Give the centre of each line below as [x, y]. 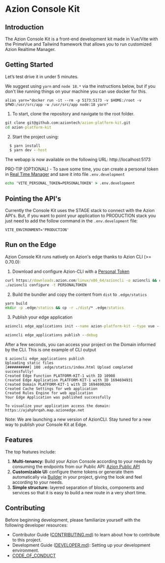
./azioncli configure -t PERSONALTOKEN [46, 285]
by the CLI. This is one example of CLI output [51, 350]
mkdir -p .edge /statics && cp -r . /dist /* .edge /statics [65, 308]
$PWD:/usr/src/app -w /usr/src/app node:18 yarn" [57, 105]
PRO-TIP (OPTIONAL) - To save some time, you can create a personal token [82, 169]
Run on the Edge [31, 245]
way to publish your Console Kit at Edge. [46, 425]
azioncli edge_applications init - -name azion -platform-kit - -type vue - [82, 326]
